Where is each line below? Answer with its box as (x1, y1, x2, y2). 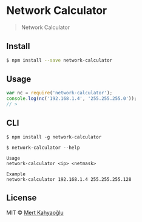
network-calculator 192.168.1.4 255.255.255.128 (6, 176, 132, 182)
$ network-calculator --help (6, 145, 80, 151)
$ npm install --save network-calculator (6, 57, 113, 64)
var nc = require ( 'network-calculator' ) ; (6, 90, 113, 96)
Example (6, 171, 26, 177)
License (6, 193, 37, 203)
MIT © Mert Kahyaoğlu (6, 209, 64, 216)
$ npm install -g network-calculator (6, 134, 102, 140)
